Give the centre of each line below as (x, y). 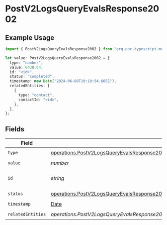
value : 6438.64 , (26, 67)
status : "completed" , (32, 77)
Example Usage (30, 38)
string (57, 178)
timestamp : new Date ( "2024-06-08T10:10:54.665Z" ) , (63, 81)
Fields (15, 129)
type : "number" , (26, 63)
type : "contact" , (36, 95)
